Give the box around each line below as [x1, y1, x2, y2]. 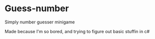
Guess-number [4, 3, 69, 14]
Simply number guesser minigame [4, 19, 75, 25]
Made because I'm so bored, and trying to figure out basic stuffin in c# [4, 28, 150, 34]
